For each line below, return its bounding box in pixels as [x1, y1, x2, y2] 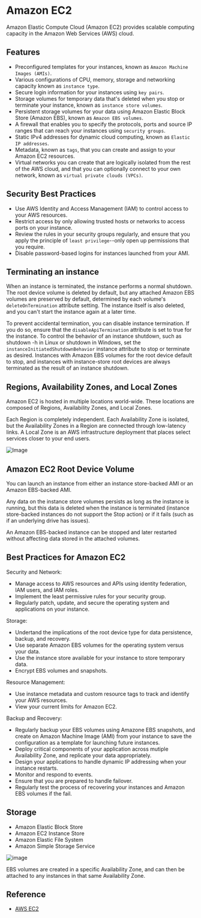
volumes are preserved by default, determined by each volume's [6, 295, 166, 303]
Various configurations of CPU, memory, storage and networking [14, 76, 175, 83]
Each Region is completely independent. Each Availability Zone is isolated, [6, 416, 190, 423]
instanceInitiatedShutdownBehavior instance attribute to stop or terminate [6, 346, 190, 353]
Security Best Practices [6, 189, 97, 199]
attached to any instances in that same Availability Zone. [6, 872, 146, 879]
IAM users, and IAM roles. [14, 586, 79, 593]
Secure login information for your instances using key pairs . [14, 88, 164, 96]
